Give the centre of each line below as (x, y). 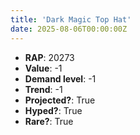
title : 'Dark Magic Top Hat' (71, 19)
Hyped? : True (53, 110)
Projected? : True (60, 100)
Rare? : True (49, 121)
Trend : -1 (43, 89)
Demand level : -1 (60, 78)
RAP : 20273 (49, 57)
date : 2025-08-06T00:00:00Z (69, 29)
